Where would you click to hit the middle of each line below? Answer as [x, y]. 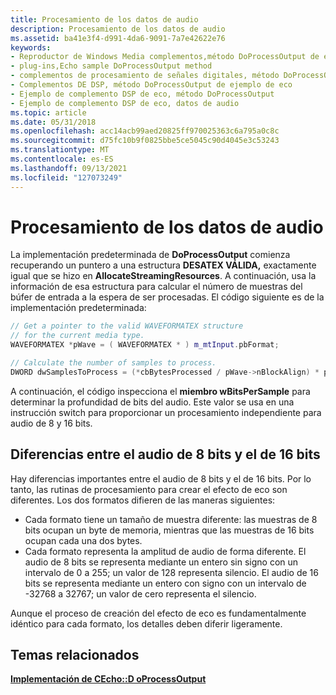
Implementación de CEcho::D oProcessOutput [108, 679]
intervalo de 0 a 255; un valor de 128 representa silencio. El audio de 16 [171, 572]
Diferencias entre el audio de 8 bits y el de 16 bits [165, 454]
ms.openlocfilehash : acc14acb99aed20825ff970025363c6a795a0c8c [145, 131]
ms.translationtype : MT [60, 150]
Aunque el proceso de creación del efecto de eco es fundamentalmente [158, 613]
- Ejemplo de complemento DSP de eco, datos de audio [125, 103]
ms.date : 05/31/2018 [53, 122]
